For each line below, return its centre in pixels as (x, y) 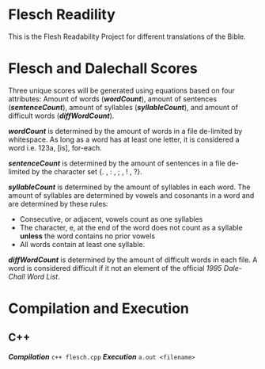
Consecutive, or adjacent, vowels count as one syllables (111, 219)
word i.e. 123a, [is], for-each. (55, 147)
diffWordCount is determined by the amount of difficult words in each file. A (133, 260)
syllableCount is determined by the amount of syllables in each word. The (129, 187)
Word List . (44, 276)
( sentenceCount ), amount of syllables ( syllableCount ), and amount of (123, 107)
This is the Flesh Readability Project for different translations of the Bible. (127, 36)
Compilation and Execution (99, 308)
